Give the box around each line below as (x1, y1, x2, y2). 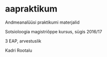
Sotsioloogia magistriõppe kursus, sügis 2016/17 (5, 28, 103, 34)
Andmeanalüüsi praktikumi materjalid (5, 19, 80, 25)
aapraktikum (5, 3, 58, 14)
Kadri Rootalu (5, 47, 33, 53)
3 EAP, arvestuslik (5, 38, 42, 44)
